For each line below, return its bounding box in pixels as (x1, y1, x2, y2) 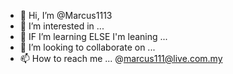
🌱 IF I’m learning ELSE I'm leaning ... (19, 31, 168, 42)
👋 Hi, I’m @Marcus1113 (19, 10, 113, 21)
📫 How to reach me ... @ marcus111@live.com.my (19, 53, 223, 64)
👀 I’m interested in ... (19, 20, 105, 32)
